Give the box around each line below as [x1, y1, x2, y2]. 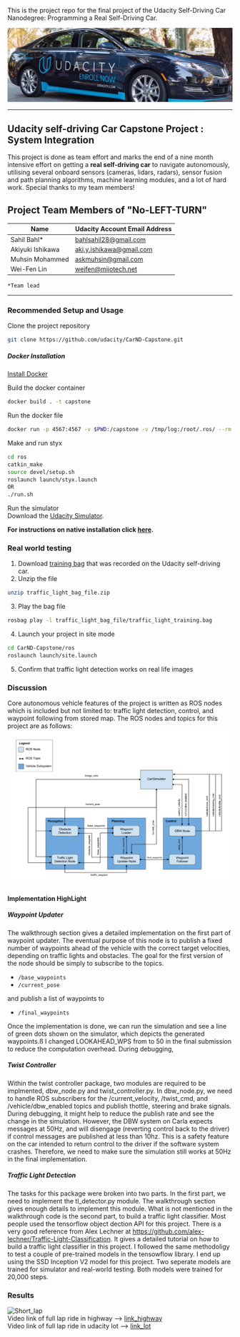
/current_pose [17, 982, 60, 989]
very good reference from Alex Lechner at [7, 1227, 131, 1236]
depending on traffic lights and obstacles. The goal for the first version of [7, 951, 224, 959]
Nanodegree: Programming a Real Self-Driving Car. [7, 14, 158, 22]
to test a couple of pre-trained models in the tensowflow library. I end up [7, 1249, 221, 1258]
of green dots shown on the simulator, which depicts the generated [7, 1029, 205, 1038]
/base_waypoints [17, 974, 66, 981]
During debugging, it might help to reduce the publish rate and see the [7, 1109, 214, 1118]
